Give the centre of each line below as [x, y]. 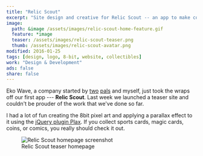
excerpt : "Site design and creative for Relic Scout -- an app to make [98, 18]
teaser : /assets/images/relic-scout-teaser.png [73, 40]
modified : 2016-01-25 [34, 51]
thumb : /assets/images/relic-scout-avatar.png [71, 46]
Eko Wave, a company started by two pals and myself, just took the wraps [98, 91]
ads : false [20, 68]
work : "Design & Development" [44, 62]
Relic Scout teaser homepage [58, 146]
